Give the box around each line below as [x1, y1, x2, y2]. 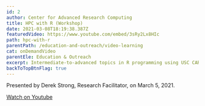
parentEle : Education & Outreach [6, 54, 92, 60]
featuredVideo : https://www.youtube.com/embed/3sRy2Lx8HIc [6, 31, 160, 38]
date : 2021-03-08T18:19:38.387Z [6, 25, 88, 32]
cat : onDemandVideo [6, 48, 56, 55]
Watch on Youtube [6, 93, 53, 101]
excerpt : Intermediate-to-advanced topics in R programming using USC [6, 59, 190, 65]
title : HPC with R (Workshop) [6, 20, 84, 26]
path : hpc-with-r [6, 37, 51, 43]
